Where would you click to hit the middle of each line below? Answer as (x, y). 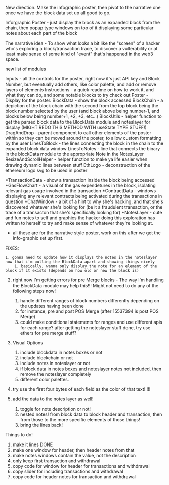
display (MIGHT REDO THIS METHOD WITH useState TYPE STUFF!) (76, 127)
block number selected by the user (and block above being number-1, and (82, 111)
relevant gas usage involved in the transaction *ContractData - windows (81, 191)
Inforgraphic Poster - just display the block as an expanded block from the (83, 23)
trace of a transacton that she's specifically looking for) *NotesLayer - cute (84, 212)
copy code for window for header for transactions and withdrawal (81, 466)
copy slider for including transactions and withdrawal (68, 471)
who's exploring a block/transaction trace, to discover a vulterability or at (81, 48)
